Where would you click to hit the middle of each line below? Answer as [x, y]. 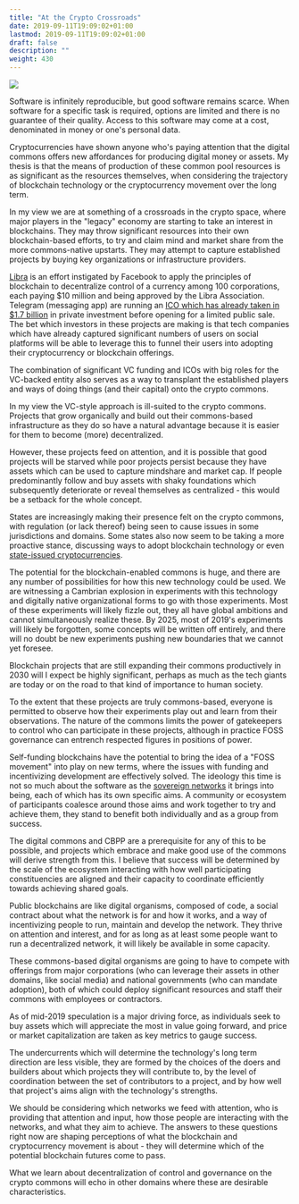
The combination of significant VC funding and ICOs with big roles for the [144, 370]
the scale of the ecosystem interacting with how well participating [130, 869]
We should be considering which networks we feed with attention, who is [144, 1108]
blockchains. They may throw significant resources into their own [129, 231]
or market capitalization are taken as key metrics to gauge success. [133, 1035]
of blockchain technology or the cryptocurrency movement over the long [143, 185]
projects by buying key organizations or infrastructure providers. [128, 259]
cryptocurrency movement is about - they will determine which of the [137, 1146]
